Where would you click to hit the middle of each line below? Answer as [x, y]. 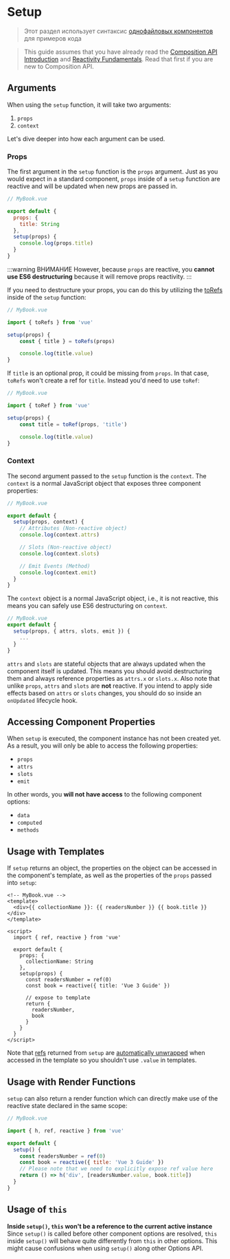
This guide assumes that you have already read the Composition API [120, 52]
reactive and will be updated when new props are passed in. [92, 186]
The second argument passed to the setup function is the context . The [107, 475]
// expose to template [58, 998]
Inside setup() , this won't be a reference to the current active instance [110, 1226]
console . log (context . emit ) [58, 573]
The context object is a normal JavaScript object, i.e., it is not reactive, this [113, 598]
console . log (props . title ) [57, 243]
